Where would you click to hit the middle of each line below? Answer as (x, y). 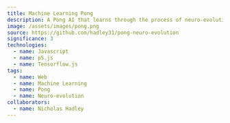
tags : (15, 70)
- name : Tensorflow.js (46, 64)
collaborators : (29, 102)
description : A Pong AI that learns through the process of (95, 20)
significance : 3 (30, 39)
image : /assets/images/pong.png (53, 26)
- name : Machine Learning (50, 83)
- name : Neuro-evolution (49, 96)
